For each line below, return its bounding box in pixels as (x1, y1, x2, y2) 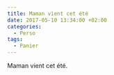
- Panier (13, 42, 39, 49)
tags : (7, 36, 23, 43)
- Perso (13, 29, 36, 37)
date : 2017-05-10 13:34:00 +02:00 (7, 17, 108, 24)
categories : (7, 23, 42, 30)
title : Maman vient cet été (7, 10, 89, 17)
